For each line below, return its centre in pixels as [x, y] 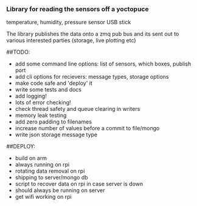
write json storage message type [56, 135]
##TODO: [18, 52]
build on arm [31, 158]
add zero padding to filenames [54, 122]
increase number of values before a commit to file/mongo [87, 128]
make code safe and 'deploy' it [54, 83]
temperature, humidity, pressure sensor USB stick [69, 22]
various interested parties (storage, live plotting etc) [71, 41]
